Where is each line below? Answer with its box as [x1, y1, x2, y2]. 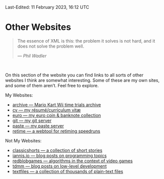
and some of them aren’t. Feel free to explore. [5, 82, 99, 88]
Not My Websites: [5, 137, 42, 143]
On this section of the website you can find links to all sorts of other [5, 72, 144, 78]
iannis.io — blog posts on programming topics [12, 152, 107, 158]
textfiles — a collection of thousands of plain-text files [12, 168, 123, 174]
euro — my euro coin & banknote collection [12, 112, 101, 118]
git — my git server [12, 118, 52, 123]
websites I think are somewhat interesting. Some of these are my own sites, [5, 77, 160, 83]
